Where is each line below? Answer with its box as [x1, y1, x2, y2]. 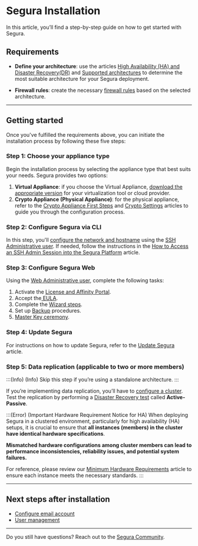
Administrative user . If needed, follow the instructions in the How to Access [6, 243, 189, 250]
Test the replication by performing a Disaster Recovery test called [6, 394, 166, 401]
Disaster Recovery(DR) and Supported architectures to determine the [14, 69, 183, 76]
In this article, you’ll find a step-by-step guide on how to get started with [6, 24, 181, 31]
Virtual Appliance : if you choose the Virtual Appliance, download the [14, 183, 183, 190]
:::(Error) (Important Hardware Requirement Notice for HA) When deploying [6, 412, 189, 419]
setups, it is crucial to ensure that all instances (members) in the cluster [6, 424, 183, 431]
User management [14, 516, 60, 523]
